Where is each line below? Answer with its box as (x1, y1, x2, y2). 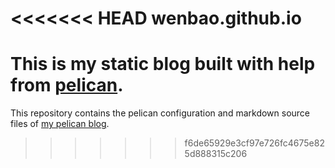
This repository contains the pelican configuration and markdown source (10, 107, 311, 119)
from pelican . (10, 74, 124, 97)
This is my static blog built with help (10, 53, 316, 76)
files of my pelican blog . (10, 118, 110, 130)
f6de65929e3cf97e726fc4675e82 (184, 137, 325, 149)
